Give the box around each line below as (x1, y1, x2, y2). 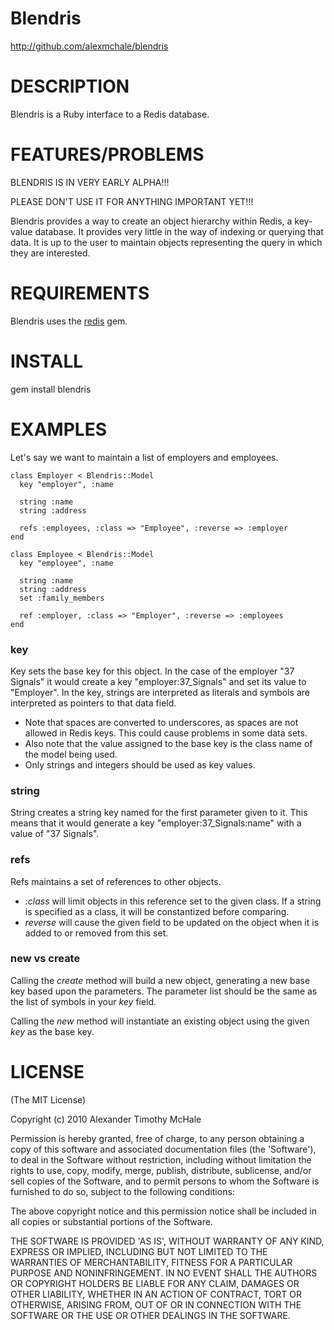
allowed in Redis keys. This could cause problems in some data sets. (24, 727, 308, 739)
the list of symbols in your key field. (10, 995, 157, 1007)
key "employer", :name (19, 479, 114, 489)
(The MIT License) (10, 1093, 87, 1106)
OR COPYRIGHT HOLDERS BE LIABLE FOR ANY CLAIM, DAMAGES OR (10, 1277, 300, 1289)
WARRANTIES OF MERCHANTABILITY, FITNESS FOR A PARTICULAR (10, 1256, 293, 1268)
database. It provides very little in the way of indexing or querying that (34, 225, 324, 237)
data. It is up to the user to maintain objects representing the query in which (10, 236, 323, 248)
